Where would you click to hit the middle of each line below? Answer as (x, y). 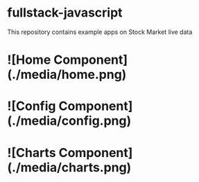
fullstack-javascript (65, 13)
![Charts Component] (70, 153)
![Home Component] (68, 60)
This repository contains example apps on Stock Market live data (100, 32)
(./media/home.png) (67, 75)
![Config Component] (70, 106)
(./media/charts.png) (69, 167)
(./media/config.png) (69, 121)
